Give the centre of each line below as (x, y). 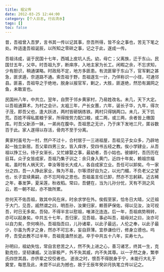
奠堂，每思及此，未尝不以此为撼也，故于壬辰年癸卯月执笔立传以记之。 (76, 265)
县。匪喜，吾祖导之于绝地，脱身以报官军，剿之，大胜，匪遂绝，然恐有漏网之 (82, 83)
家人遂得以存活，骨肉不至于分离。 (56, 130)
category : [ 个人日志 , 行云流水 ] (35, 19)
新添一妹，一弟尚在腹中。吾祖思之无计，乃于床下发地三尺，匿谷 (90, 124)
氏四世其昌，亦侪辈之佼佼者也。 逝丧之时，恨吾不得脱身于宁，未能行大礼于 (81, 258)
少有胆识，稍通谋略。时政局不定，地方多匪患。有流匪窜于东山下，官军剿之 (80, 71)
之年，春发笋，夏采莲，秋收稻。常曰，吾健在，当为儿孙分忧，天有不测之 (78, 183)
